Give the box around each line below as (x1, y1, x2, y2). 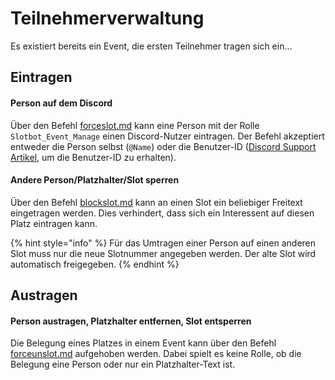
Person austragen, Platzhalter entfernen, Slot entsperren (10, 315, 252, 327)
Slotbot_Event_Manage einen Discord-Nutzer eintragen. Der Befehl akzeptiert (10, 130, 325, 142)
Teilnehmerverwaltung (10, 7, 205, 30)
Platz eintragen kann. (10, 217, 98, 229)
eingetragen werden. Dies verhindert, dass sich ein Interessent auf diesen (10, 207, 315, 219)
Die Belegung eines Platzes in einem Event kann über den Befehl (10, 337, 277, 349)
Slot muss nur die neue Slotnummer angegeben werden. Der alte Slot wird (10, 247, 317, 259)
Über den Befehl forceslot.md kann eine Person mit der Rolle (10, 119, 260, 131)
